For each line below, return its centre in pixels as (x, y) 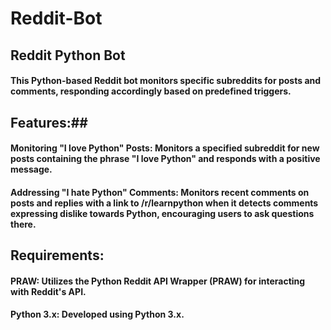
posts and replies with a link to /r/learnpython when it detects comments (164, 203)
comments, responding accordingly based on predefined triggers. (151, 91)
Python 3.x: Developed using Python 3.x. (97, 314)
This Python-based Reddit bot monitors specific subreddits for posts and (166, 81)
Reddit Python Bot (68, 55)
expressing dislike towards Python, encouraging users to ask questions (162, 213)
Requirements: (57, 255)
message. (31, 169)
